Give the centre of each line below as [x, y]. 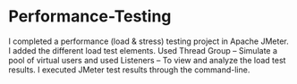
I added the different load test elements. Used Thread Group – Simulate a [143, 50]
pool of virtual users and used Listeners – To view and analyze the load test [147, 60]
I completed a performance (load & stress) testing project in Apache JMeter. [148, 41]
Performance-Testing [90, 17]
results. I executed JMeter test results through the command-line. [129, 70]
